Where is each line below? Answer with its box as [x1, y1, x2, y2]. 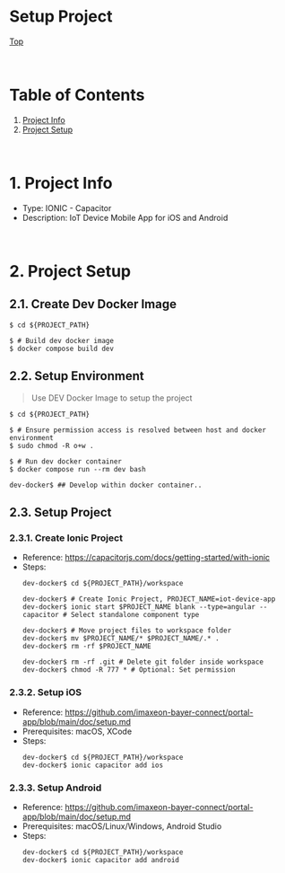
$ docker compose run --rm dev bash [9, 464, 146, 473]
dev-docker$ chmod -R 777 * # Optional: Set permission [22, 666, 236, 675]
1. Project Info [9, 173, 113, 194]
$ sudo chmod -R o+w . [9, 441, 94, 450]
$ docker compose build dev [9, 344, 115, 353]
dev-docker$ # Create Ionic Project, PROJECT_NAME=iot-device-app [22, 595, 276, 604]
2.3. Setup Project [9, 505, 112, 520]
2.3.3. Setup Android [9, 781, 102, 794]
